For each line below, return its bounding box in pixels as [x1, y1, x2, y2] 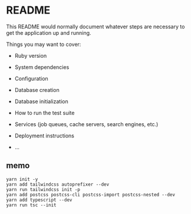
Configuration [14, 75, 48, 82]
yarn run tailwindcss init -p [6, 186, 81, 192]
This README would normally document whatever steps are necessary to [6, 23, 185, 30]
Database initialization [14, 98, 69, 105]
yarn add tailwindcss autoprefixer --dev [6, 181, 110, 187]
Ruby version [14, 52, 47, 59]
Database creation [14, 86, 60, 93]
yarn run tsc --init [6, 202, 57, 208]
